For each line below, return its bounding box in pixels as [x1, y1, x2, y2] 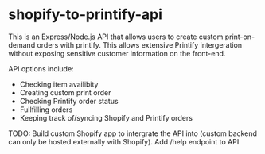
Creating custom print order [19, 87, 111, 97]
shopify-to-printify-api [8, 6, 163, 24]
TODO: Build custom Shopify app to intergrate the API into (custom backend [8, 129, 257, 138]
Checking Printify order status [19, 96, 119, 106]
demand [8, 40, 36, 49]
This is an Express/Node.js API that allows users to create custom [8, 32, 224, 41]
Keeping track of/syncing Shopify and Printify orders [19, 113, 193, 122]
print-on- [224, 32, 255, 41]
